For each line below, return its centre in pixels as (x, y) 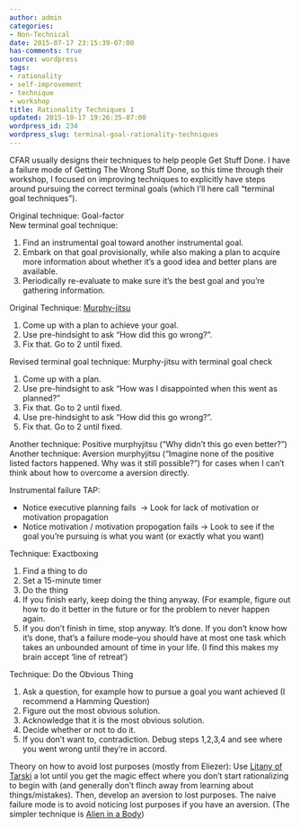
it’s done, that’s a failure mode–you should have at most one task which (154, 638)
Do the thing (45, 590)
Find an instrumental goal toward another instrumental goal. (133, 242)
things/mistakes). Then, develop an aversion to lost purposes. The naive (143, 795)
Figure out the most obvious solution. (91, 710)
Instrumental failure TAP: (55, 489)
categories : (31, 26)
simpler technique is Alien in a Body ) (77, 814)
